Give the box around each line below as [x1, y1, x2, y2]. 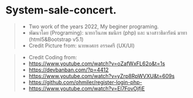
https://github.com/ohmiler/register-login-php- [28, 79, 142, 86]
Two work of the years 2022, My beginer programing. [28, 23, 159, 30]
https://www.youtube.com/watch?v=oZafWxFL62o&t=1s [28, 60, 165, 67]
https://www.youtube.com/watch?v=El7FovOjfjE [28, 85, 145, 92]
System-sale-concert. [5, 4, 117, 17]
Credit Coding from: [28, 53, 77, 60]
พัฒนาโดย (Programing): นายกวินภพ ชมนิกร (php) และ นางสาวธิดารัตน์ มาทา [28, 29, 188, 36]
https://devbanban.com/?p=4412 [28, 66, 109, 73]
